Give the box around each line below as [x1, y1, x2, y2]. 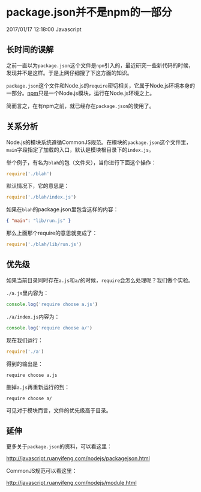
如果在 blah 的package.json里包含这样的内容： [6, 206, 119, 213]
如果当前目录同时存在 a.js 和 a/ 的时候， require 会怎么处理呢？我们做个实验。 [6, 277, 194, 284]
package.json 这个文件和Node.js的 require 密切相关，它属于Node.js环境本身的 [6, 82, 196, 89]
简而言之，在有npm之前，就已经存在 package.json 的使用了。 [6, 102, 155, 109]
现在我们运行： [6, 337, 43, 344]
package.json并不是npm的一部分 [6, 5, 172, 19]
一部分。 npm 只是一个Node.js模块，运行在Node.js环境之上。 [6, 89, 155, 97]
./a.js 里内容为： [6, 289, 49, 296]
